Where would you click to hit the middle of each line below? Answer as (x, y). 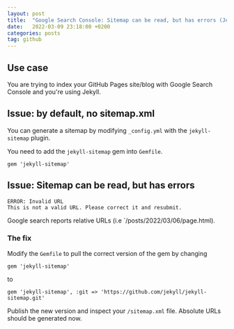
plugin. (41, 138)
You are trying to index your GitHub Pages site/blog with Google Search (110, 84)
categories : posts (34, 33)
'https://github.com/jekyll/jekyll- (154, 292)
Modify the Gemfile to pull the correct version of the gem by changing (107, 253)
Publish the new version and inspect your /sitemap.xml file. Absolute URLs (114, 311)
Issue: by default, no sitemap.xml (81, 114)
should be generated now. (45, 318)
